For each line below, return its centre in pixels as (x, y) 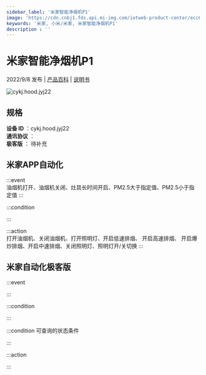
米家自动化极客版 (39, 267)
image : (15, 18)
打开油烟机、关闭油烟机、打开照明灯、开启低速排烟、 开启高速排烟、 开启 (99, 238)
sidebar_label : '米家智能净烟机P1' (48, 12)
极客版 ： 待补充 (27, 144)
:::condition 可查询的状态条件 (43, 330)
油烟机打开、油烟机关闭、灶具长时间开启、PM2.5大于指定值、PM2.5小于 (98, 187)
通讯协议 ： (21, 136)
